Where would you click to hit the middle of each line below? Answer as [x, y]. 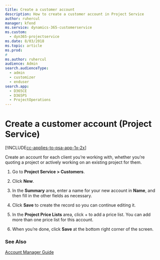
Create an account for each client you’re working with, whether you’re [75, 157]
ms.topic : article [24, 46]
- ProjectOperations [30, 100]
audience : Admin [21, 64]
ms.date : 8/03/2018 [25, 41]
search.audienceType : [27, 69]
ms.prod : [14, 50]
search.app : [17, 86]
